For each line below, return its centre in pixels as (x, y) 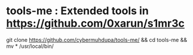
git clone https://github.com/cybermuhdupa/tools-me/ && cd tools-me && (96, 40)
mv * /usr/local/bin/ (30, 46)
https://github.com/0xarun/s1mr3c (96, 23)
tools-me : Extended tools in (78, 11)
